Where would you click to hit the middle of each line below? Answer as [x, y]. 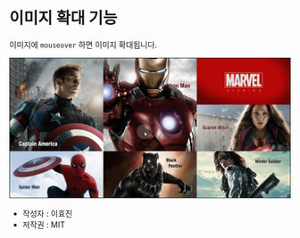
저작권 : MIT [43, 225]
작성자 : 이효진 [47, 214]
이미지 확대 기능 [63, 18]
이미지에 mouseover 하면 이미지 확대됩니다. [83, 45]
